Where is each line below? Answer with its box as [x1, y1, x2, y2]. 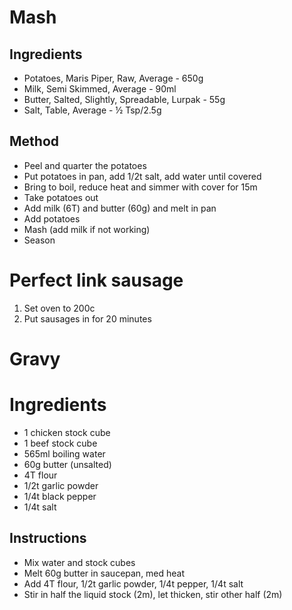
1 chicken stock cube [23, 426, 111, 438]
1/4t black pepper [23, 490, 97, 502]
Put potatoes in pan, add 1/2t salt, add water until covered [23, 170, 262, 182]
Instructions [9, 530, 87, 547]
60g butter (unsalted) [23, 458, 112, 470]
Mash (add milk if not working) [23, 223, 151, 235]
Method [9, 133, 60, 150]
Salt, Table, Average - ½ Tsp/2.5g [23, 104, 162, 116]
